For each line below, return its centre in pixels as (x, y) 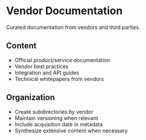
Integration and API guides (47, 73)
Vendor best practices (42, 66)
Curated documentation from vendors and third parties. (73, 27)
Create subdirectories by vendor (54, 112)
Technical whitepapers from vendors (59, 79)
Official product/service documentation (62, 60)
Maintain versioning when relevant (56, 118)
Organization (30, 98)
